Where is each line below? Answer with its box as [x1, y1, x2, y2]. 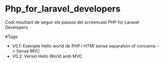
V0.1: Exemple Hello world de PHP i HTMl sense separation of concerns [12, 43, 156, 49]
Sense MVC [16, 48, 40, 54]
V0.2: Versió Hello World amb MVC [12, 53, 83, 59]
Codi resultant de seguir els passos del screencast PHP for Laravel [5, 19, 140, 25]
